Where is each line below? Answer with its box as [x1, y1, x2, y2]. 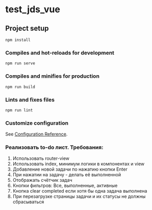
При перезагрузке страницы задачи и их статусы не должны [12, 193, 146, 200]
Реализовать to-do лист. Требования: [5, 144, 104, 151]
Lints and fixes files [5, 96, 55, 103]
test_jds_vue [5, 4, 60, 15]
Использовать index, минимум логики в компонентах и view [12, 161, 145, 167]
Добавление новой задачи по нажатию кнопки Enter [12, 166, 128, 172]
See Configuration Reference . [5, 131, 68, 137]
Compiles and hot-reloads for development [5, 49, 115, 56]
